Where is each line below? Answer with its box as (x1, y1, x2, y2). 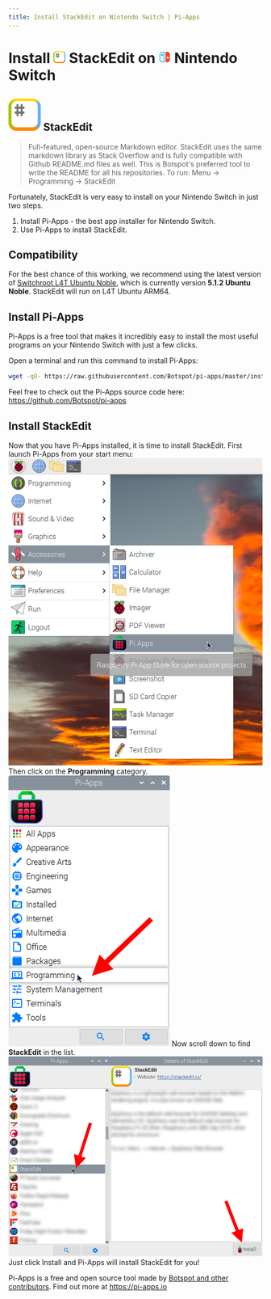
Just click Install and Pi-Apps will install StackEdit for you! (8, 1257, 200, 1267)
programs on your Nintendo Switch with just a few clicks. (8, 340, 198, 350)
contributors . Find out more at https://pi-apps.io (8, 1281, 168, 1291)
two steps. (8, 200, 44, 210)
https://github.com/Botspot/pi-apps (8, 396, 127, 406)
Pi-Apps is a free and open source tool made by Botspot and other (8, 1273, 229, 1283)
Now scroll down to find (171, 1039, 252, 1048)
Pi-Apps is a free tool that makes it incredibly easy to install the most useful (8, 331, 259, 341)
